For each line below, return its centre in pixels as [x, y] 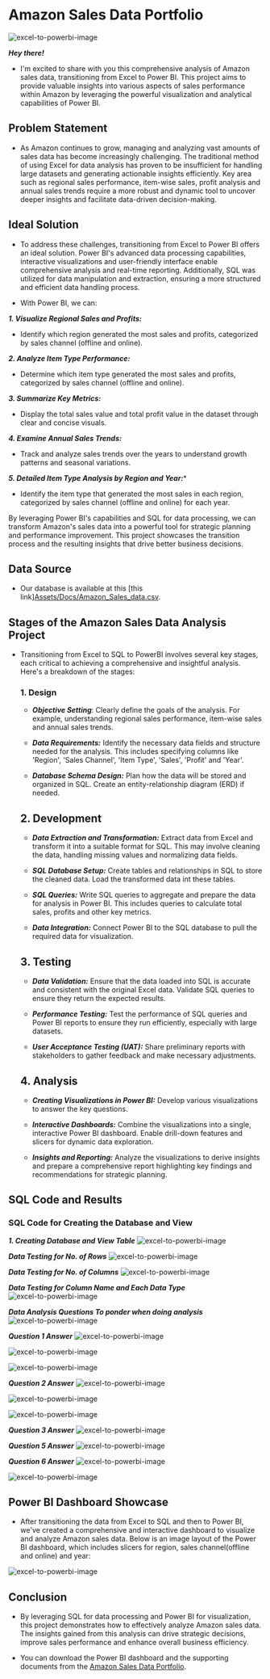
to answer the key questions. [80, 1109]
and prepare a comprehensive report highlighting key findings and [142, 1166]
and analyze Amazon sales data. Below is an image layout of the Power [138, 1539]
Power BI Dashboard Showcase [89, 1502]
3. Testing [46, 962]
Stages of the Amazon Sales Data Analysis [118, 623]
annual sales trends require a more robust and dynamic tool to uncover [138, 191]
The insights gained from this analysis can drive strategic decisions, [133, 1634]
